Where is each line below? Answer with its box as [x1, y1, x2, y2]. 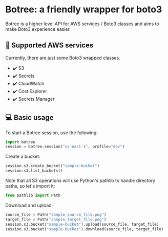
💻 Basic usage [5, 113, 54, 122]
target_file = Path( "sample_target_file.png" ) [5, 217, 107, 222]
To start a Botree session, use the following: [5, 130, 98, 136]
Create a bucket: [5, 153, 40, 160]
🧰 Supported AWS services [5, 41, 94, 50]
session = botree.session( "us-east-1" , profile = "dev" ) [5, 144, 125, 150]
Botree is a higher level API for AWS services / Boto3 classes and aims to [5, 21, 160, 27]
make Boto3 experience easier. [5, 26, 71, 32]
